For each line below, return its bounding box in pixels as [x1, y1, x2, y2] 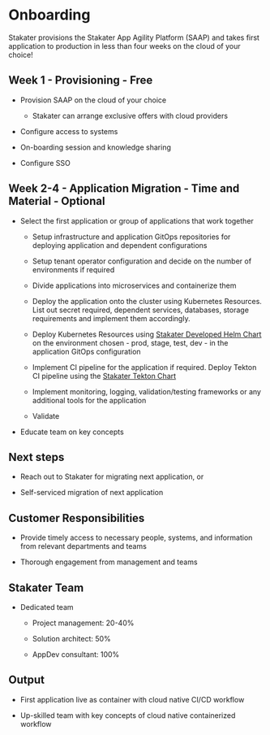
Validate [32, 411, 60, 420]
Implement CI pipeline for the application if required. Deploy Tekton [32, 362, 257, 372]
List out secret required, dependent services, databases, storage [32, 305, 250, 315]
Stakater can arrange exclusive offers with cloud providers [32, 111, 229, 120]
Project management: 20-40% [32, 618, 135, 628]
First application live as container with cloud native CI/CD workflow [19, 694, 245, 704]
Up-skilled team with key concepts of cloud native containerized [19, 710, 236, 720]
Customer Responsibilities [8, 511, 145, 525]
